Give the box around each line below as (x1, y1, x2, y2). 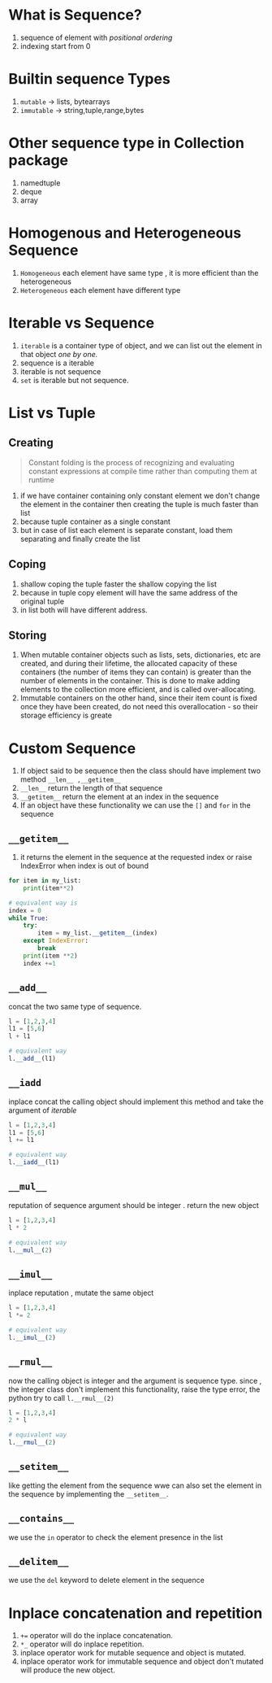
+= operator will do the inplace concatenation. (19, 1631, 173, 1641)
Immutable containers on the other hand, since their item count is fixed (19, 693, 257, 703)
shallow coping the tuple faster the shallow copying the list (19, 579, 217, 589)
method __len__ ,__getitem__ (19, 774, 122, 784)
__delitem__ (8, 1556, 69, 1567)
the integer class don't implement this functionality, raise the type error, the (8, 1384, 261, 1394)
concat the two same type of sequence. (8, 1001, 142, 1011)
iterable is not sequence (19, 366, 101, 376)
